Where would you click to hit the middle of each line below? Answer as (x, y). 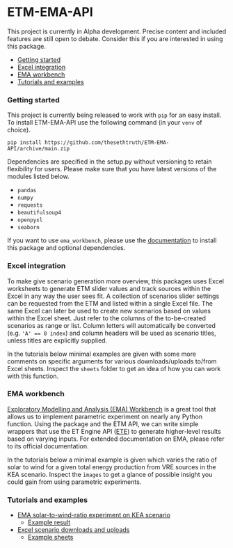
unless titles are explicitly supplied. (57, 340)
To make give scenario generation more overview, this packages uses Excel (116, 281)
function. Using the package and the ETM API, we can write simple (103, 424)
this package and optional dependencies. (66, 248)
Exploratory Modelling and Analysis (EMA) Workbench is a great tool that (112, 409)
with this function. (33, 376)
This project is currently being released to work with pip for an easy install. (114, 115)
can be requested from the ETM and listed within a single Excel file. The (110, 303)
